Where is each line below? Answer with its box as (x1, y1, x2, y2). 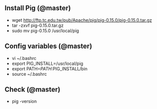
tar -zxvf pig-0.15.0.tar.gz (11, 22, 64, 28)
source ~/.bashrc (11, 71, 48, 77)
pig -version (11, 99, 37, 105)
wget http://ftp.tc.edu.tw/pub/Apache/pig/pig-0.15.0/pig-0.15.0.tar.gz (11, 17, 152, 23)
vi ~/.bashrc (11, 55, 37, 61)
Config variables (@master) (4, 42, 93, 51)
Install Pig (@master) (4, 4, 71, 12)
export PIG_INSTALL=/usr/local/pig (11, 60, 84, 66)
